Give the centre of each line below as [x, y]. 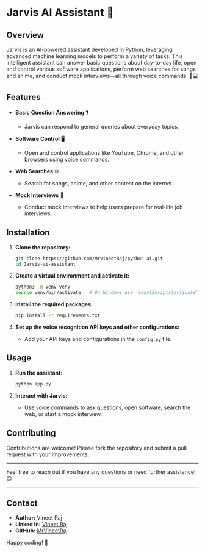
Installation [28, 233]
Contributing [31, 433]
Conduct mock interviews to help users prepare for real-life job [103, 207]
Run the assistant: [39, 373]
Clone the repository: [43, 247]
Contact [22, 503]
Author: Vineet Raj [39, 518]
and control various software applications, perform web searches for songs [101, 69]
